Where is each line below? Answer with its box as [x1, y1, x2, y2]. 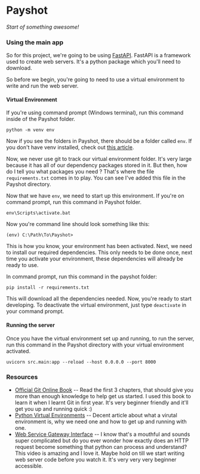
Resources [6, 373, 38, 381]
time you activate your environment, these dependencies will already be [6, 255, 183, 262]
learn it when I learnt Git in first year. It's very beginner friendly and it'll [14, 399, 189, 406]
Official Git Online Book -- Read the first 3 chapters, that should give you [14, 386, 194, 394]
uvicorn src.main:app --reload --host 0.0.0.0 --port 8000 [6, 359, 156, 365]
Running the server [6, 321, 55, 329]
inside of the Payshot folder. [6, 116, 76, 123]
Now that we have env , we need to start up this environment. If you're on [6, 192, 184, 200]
